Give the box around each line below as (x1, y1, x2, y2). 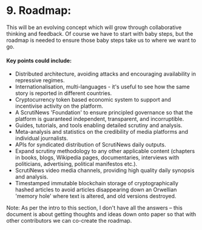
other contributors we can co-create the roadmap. (6, 217, 132, 225)
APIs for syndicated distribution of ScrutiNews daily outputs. (15, 141, 166, 148)
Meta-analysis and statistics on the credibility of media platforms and (15, 128, 189, 136)
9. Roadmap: (6, 4, 72, 18)
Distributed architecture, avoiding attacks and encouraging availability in (15, 70, 196, 77)
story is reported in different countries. (15, 90, 112, 97)
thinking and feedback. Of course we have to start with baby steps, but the (6, 30, 194, 37)
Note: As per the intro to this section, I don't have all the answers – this (6, 204, 183, 212)
